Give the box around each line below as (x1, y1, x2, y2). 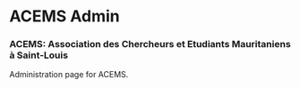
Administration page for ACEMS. (9, 69, 129, 80)
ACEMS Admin (9, 6, 120, 27)
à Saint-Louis (9, 49, 69, 61)
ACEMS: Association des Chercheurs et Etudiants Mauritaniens (9, 38, 291, 51)
